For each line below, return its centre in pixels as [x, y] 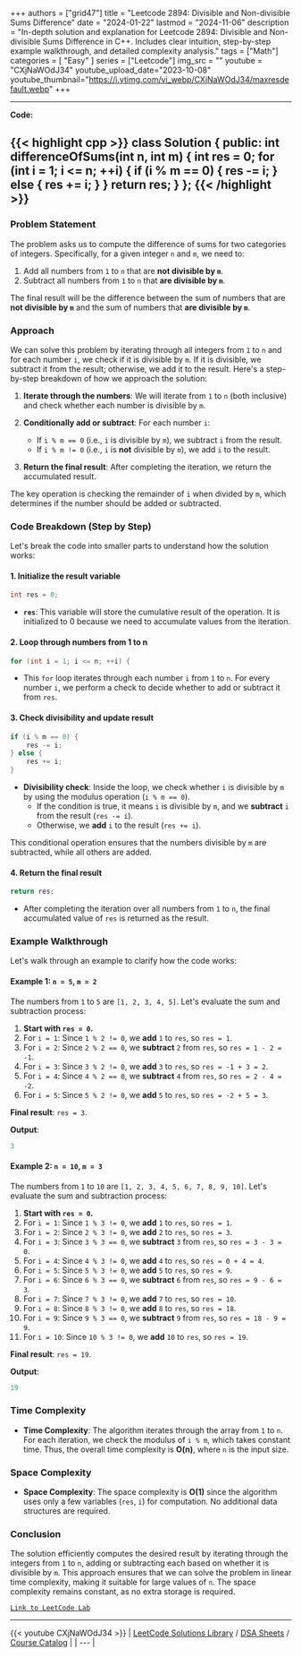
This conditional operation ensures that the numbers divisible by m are [138, 843]
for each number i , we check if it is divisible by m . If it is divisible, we [136, 359]
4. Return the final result [56, 872]
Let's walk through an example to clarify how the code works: [124, 961]
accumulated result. [59, 476]
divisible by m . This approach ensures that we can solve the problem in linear [151, 1573]
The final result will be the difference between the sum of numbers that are [148, 297]
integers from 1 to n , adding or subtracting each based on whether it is [140, 1563]
